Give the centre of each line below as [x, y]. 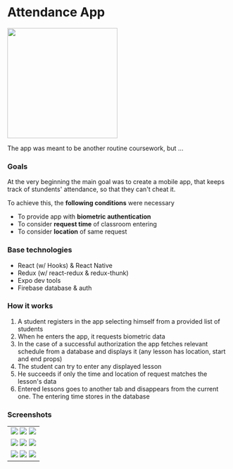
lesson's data [37, 381]
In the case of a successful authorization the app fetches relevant [113, 343]
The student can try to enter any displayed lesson [89, 366]
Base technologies [40, 250]
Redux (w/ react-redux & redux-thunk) [73, 273]
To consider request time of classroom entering [87, 224]
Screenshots [30, 415]
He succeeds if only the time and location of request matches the [112, 374]
